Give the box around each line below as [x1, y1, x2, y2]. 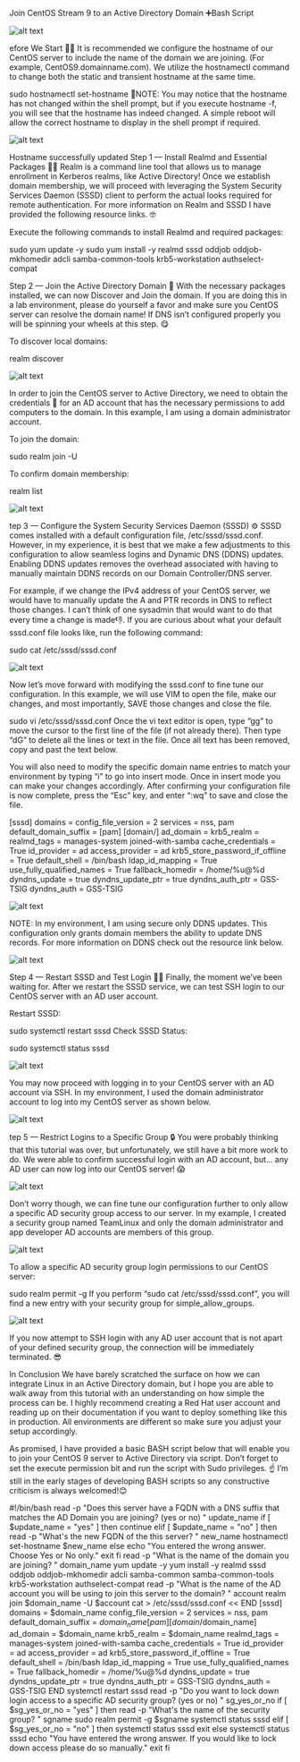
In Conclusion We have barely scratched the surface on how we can [9, 1369, 261, 1379]
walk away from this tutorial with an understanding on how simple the [9, 1388, 265, 1399]
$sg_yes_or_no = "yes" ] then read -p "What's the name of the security [9, 1704, 271, 1715]
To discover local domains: [9, 336, 108, 346]
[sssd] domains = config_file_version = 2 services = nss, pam [9, 817, 235, 827]
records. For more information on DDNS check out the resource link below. [9, 937, 284, 948]
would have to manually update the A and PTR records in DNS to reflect [9, 595, 272, 605]
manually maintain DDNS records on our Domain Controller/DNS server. [9, 568, 272, 578]
